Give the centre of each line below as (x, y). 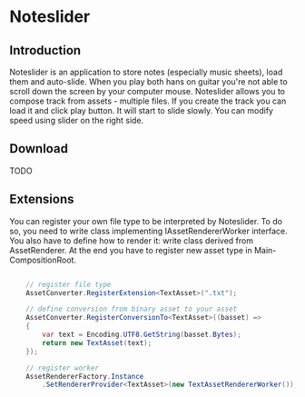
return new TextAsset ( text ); (97, 342)
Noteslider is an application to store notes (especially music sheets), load (146, 72)
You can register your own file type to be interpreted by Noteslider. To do (146, 221)
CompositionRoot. (43, 260)
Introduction (45, 50)
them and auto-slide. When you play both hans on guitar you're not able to (148, 82)
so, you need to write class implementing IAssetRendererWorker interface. (148, 231)
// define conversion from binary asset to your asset (132, 309)
